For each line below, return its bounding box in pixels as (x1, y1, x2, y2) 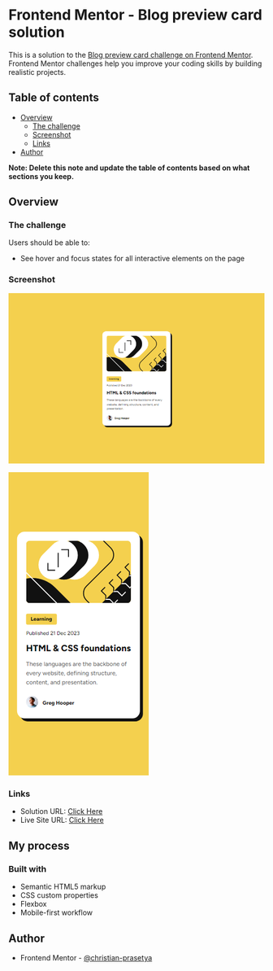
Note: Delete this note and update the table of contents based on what (8, 163, 250, 173)
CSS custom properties (19, 890, 99, 900)
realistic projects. (8, 67, 67, 77)
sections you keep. (8, 171, 75, 181)
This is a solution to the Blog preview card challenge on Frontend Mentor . (8, 50, 253, 59)
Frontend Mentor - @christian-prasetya (19, 952, 153, 962)
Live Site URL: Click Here (19, 816, 104, 825)
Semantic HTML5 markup (19, 881, 106, 892)
